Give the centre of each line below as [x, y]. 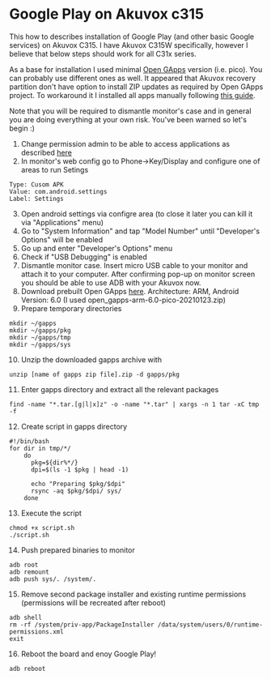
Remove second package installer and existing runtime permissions [133, 594]
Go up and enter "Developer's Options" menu [97, 248]
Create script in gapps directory [74, 426]
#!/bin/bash [29, 441]
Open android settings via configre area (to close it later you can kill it [137, 214]
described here [46, 152]
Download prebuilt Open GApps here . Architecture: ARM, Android [130, 291]
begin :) [22, 128]
